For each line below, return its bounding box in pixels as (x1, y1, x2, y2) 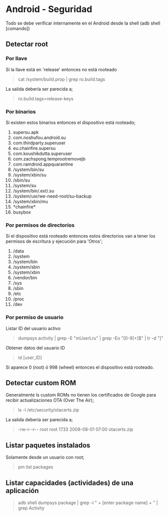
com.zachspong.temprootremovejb (12, 155, 85, 161)
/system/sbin (12, 264, 40, 270)
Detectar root (5, 40, 48, 49)
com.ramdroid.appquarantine (12, 161, 73, 167)
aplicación (5, 486, 39, 495)
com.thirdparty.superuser (12, 139, 66, 146)
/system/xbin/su (12, 171, 46, 178)
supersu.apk (12, 129, 39, 135)
